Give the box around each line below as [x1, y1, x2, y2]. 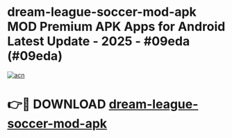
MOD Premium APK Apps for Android [7, 19, 226, 34]
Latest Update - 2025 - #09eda [7, 34, 190, 49]
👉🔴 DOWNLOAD [7, 97, 106, 112]
